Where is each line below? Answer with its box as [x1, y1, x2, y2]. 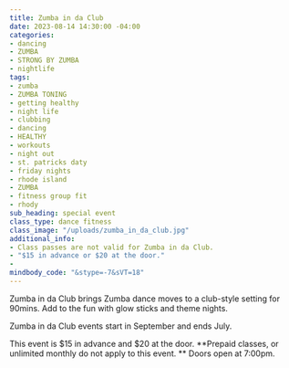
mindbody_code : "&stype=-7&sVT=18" [9, 268, 145, 278]
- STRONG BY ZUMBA [9, 56, 79, 65]
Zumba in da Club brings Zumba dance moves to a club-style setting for [9, 293, 281, 304]
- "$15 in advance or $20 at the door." [9, 251, 166, 260]
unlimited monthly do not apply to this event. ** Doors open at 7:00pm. [9, 348, 275, 359]
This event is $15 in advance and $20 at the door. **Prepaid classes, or [9, 338, 280, 349]
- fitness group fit [9, 192, 88, 201]
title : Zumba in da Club [9, 13, 104, 23]
